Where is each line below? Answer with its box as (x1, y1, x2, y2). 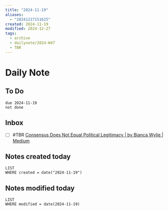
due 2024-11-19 (5, 100, 37, 105)
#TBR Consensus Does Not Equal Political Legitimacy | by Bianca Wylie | (12, 132, 164, 138)
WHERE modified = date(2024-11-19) (5, 202, 80, 207)
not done (5, 105, 24, 110)
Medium (12, 138, 30, 144)
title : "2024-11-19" (5, 7, 49, 13)
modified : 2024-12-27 (5, 26, 51, 31)
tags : (5, 31, 17, 36)
